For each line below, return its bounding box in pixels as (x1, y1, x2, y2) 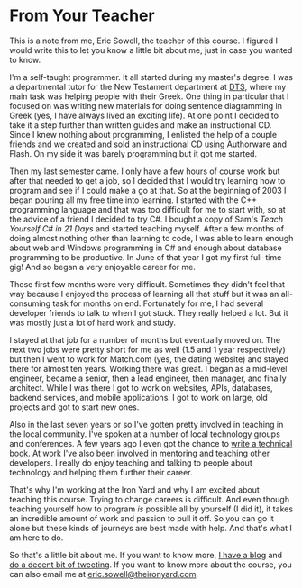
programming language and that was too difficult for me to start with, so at (9, 204, 286, 214)
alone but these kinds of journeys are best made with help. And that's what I (9, 522, 293, 533)
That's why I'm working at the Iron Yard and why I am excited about (9, 484, 260, 495)
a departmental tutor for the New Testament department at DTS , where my (9, 81, 287, 92)
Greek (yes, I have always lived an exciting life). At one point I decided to (9, 110, 279, 121)
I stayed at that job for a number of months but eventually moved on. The (9, 334, 281, 345)
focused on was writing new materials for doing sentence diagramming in (9, 100, 282, 111)
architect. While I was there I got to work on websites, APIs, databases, (9, 382, 273, 393)
